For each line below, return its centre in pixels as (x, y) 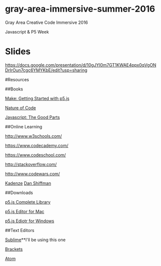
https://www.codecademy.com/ (37, 145)
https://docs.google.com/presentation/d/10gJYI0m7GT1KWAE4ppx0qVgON (81, 65)
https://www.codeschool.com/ (36, 155)
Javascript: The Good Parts (32, 117)
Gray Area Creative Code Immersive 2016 (47, 22)
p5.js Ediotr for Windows (30, 221)
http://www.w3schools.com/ (34, 136)
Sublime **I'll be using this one (35, 240)
